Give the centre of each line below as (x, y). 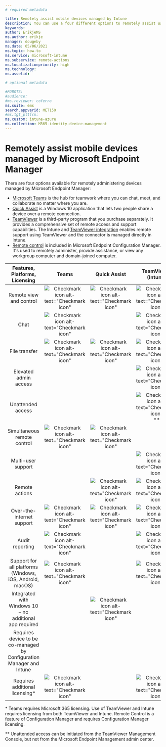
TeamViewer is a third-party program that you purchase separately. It (83, 219)
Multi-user (23, 461)
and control (23, 301)
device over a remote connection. (46, 214)
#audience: (16, 96)
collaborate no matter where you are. (50, 203)
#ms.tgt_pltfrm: (22, 115)
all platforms (23, 567)
